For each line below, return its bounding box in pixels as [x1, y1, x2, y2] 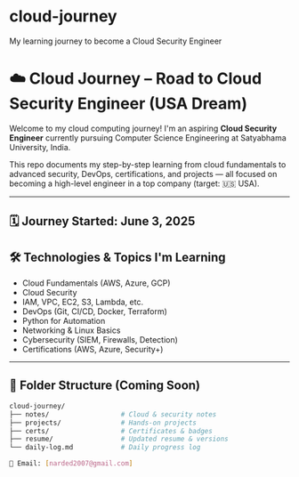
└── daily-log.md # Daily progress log [9, 443, 201, 452]
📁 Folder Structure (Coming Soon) [9, 378, 201, 393]
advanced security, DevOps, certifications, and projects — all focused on [9, 168, 278, 179]
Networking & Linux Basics [21, 325, 121, 336]
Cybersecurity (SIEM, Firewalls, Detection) [21, 335, 178, 345]
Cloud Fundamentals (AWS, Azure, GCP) [21, 278, 171, 288]
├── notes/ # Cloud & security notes [9, 409, 217, 419]
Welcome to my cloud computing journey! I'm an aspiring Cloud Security [9, 123, 278, 133]
